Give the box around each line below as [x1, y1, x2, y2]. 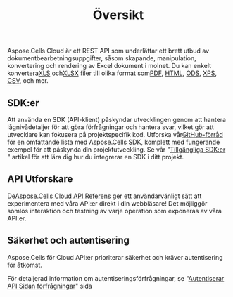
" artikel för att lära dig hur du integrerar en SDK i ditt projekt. [7, 153, 184, 161]
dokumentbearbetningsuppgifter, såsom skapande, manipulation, [7, 54, 197, 62]
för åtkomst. [7, 260, 42, 269]
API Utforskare [7, 173, 73, 185]
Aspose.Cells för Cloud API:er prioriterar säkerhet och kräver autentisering [7, 253, 223, 261]
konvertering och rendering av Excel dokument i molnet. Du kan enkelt [7, 62, 212, 70]
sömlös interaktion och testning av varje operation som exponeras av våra [7, 206, 222, 215]
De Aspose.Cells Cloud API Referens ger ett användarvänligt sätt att [7, 192, 202, 200]
